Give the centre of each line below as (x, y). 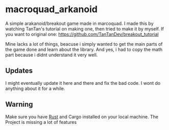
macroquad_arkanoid (51, 9)
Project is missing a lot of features (41, 122)
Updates (19, 71)
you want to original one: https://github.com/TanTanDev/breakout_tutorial (82, 34)
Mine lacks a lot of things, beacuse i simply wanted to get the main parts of (84, 44)
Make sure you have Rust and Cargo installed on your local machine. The (82, 117)
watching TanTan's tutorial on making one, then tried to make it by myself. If (84, 28)
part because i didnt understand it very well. (52, 55)
